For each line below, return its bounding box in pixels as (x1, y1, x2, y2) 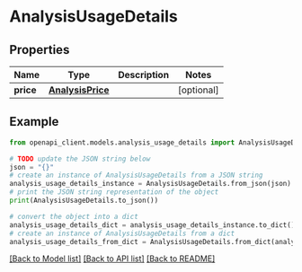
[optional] (177, 83, 219, 96)
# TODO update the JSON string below (9, 154, 151, 163)
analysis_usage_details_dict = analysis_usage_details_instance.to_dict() (9, 220, 296, 230)
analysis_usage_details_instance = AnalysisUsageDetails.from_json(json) (9, 180, 292, 189)
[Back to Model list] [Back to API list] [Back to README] (9, 253, 216, 264)
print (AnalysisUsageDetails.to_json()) (9, 196, 159, 206)
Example (9, 114, 59, 129)
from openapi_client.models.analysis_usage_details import (9, 137, 235, 147)
